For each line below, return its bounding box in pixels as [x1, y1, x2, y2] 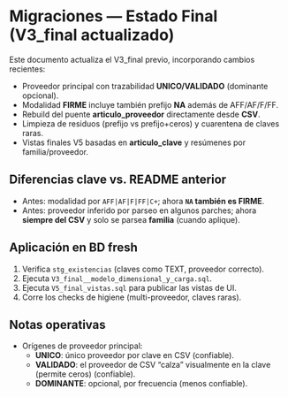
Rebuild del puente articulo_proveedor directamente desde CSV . [21, 109, 261, 119]
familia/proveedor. [21, 146, 89, 157]
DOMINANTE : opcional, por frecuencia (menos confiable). [34, 378, 248, 389]
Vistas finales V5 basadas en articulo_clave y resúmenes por [21, 137, 246, 148]
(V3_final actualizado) [9, 25, 175, 45]
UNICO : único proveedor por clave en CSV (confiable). [34, 350, 234, 361]
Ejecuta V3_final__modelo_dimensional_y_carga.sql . [21, 272, 212, 284]
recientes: [9, 64, 46, 74]
